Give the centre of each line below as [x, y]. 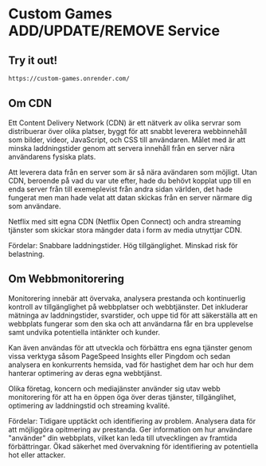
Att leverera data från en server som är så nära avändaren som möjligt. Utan [133, 172]
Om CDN [30, 103]
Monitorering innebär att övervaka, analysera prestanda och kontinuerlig [127, 298]
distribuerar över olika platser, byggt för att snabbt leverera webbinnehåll [127, 131]
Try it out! [33, 60]
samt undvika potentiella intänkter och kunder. [84, 332]
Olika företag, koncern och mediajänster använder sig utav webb [114, 389]
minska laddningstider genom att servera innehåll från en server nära [121, 148]
